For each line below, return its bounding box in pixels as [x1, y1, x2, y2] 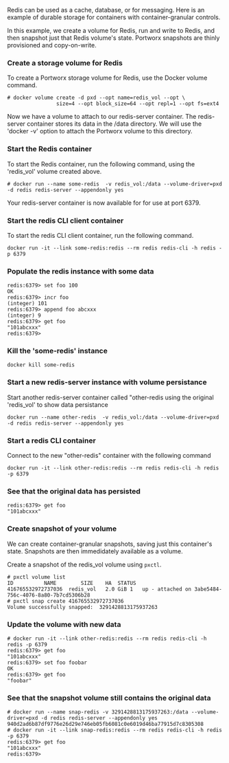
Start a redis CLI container [7, 436, 96, 445]
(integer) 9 [7, 312, 41, 319]
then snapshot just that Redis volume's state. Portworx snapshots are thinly [7, 34, 220, 42]
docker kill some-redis [7, 362, 75, 368]
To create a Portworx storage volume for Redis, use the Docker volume [7, 74, 208, 82]
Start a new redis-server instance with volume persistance [7, 377, 207, 387]
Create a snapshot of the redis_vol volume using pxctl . [7, 560, 162, 568]
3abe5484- [194, 586, 223, 593]
